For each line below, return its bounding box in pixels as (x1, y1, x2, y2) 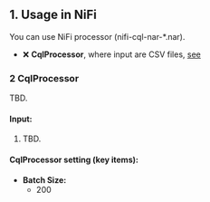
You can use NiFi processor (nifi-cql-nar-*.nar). (9, 31, 186, 42)
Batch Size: (22, 174, 67, 185)
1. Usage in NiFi (9, 7, 97, 23)
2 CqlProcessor (9, 72, 80, 84)
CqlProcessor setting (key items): (9, 154, 138, 165)
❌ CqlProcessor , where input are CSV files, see (22, 49, 201, 60)
